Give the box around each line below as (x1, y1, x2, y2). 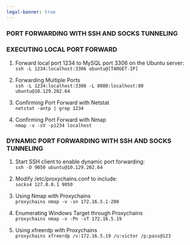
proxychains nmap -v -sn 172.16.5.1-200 (15, 199, 119, 205)
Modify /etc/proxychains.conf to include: (15, 175, 118, 183)
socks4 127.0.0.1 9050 (15, 182, 73, 188)
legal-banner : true (6, 9, 56, 15)
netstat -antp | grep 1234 (15, 105, 84, 112)
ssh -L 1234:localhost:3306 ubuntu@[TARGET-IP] (15, 65, 138, 72)
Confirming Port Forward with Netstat (15, 99, 110, 106)
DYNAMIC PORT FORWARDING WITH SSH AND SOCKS (6, 137, 172, 145)
